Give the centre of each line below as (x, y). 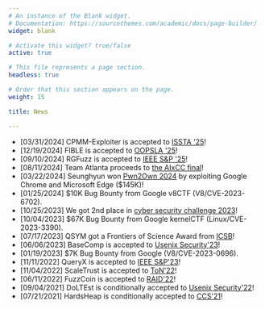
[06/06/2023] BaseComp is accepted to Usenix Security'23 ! (120, 244)
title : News (28, 111)
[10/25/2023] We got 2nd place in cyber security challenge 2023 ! (129, 210)
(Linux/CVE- (227, 219)
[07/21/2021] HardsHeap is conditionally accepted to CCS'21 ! (121, 296)
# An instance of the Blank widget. (70, 16)
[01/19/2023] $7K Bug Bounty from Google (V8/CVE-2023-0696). (129, 253)
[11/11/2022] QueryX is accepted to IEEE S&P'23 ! (100, 261)
